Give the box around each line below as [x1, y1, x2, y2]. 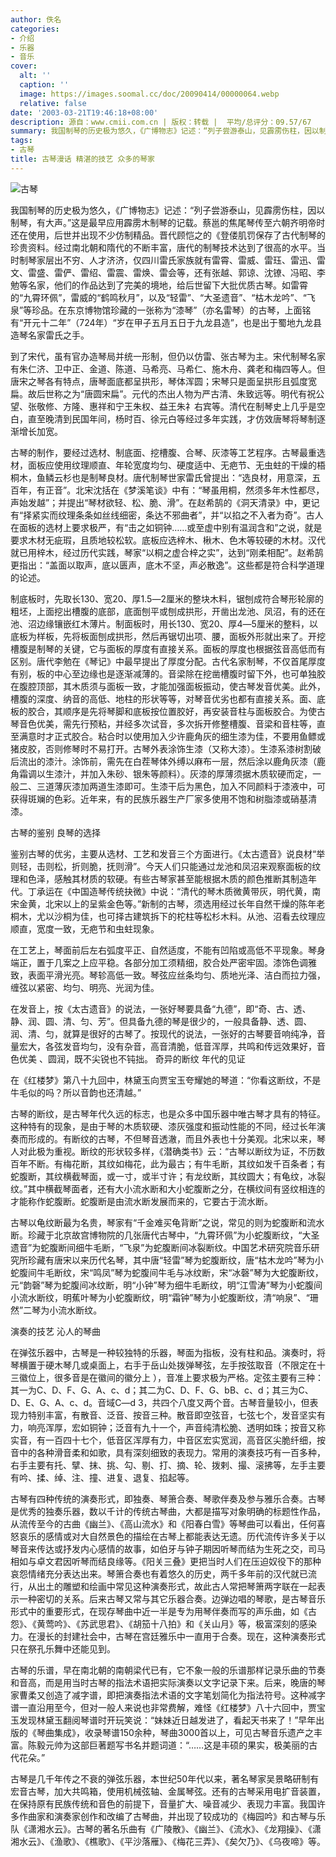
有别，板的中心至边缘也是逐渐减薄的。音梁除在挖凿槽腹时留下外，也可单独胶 [10, 667, 326, 680]
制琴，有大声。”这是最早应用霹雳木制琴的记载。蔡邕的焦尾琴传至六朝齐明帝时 [10, 216, 326, 228]
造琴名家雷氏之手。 [10, 329, 90, 341]
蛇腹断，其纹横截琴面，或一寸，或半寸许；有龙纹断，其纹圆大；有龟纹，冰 [10, 1170, 317, 1182]
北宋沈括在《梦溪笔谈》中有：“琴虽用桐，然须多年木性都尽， [75, 484, 325, 496]
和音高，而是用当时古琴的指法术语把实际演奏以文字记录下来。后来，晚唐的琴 [10, 1676, 326, 1688]
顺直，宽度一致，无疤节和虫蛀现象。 [10, 922, 160, 935]
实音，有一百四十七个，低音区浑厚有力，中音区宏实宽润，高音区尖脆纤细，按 [10, 1434, 326, 1446]
